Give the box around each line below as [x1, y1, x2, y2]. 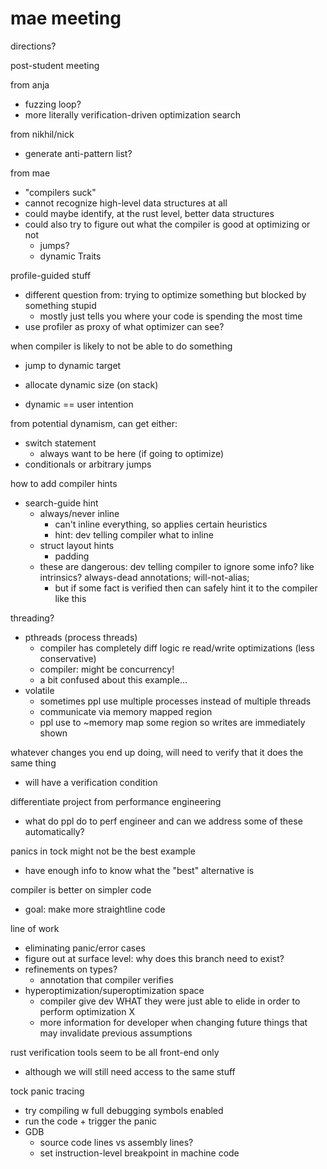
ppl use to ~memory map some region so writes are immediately [39, 716, 306, 728]
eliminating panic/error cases [24, 942, 146, 954]
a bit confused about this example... [39, 673, 188, 686]
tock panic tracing [10, 1085, 85, 1097]
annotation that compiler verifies [39, 973, 174, 986]
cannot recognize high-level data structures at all [24, 197, 228, 209]
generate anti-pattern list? [24, 147, 133, 159]
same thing [10, 757, 57, 769]
